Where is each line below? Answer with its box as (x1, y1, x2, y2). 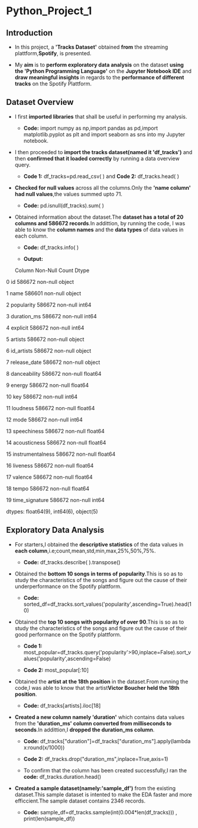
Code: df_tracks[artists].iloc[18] (23, 702, 101, 709)
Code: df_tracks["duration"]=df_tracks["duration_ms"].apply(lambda (23, 737, 191, 744)
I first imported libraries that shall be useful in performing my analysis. (14, 113, 187, 120)
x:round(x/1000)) (23, 744, 65, 751)
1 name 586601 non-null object (6, 289, 82, 297)
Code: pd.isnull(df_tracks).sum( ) (23, 202, 105, 209)
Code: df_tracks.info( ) (23, 244, 79, 251)
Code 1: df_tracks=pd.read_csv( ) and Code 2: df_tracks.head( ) (23, 172, 179, 180)
